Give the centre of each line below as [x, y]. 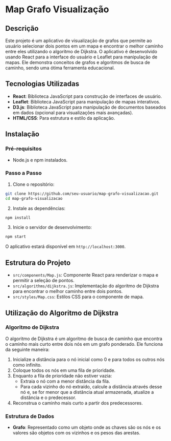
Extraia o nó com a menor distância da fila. [65, 381]
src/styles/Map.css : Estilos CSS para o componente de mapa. [78, 297]
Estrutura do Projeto [38, 262]
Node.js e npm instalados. [40, 160]
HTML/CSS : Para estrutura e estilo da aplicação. [64, 118]
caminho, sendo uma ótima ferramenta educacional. [60, 68]
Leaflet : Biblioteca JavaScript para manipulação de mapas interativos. [87, 101]
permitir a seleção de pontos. [44, 281]
